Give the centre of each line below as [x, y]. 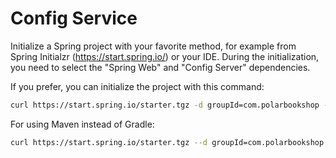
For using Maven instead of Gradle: [82, 124]
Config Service [74, 18]
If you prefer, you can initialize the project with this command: [137, 86]
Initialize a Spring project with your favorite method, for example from [153, 46]
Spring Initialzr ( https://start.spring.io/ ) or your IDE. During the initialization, [165, 56]
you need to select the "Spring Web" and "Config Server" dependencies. [160, 67]
